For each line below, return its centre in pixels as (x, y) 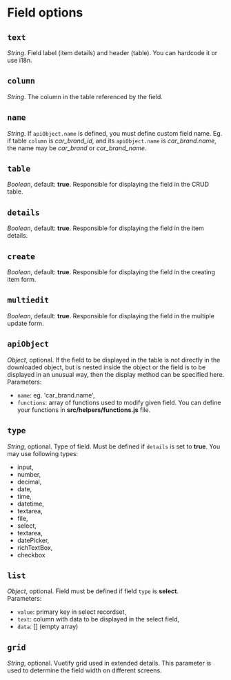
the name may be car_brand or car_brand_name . (77, 148)
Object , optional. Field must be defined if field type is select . (93, 591)
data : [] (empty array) (48, 627)
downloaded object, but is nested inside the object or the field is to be (107, 367)
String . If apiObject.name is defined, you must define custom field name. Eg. (115, 133)
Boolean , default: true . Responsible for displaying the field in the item (106, 228)
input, (25, 467)
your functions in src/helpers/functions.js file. (84, 410)
